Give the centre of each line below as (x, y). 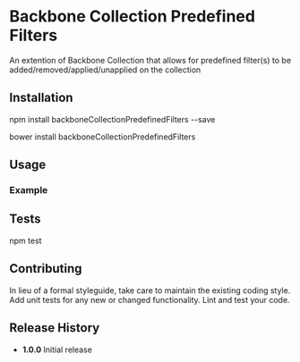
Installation (41, 98)
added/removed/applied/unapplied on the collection (105, 70)
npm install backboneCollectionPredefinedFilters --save (112, 119)
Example (29, 190)
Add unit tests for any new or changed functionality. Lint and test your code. (150, 299)
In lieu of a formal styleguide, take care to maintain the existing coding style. (150, 290)
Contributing (46, 269)
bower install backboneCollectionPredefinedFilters (103, 137)
